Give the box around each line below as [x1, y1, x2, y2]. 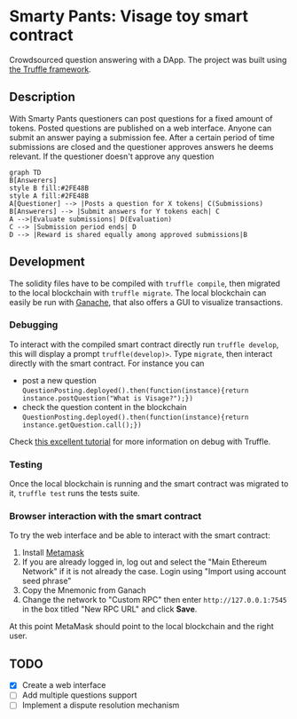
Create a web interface [21, 680, 106, 691]
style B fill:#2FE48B [9, 184, 90, 193]
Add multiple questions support [21, 690, 137, 700]
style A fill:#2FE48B [9, 191, 90, 201]
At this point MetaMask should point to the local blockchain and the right [9, 621, 274, 632]
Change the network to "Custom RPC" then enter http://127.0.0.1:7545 [21, 595, 287, 605]
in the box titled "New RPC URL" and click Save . [21, 604, 198, 614]
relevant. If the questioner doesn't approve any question [9, 151, 215, 162]
